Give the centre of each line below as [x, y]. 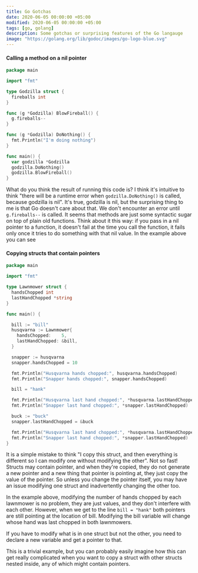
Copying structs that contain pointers [53, 253]
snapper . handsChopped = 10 [44, 363]
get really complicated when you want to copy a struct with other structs [94, 558]
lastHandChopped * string [42, 298]
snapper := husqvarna [38, 357]
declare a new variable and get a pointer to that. [64, 540]
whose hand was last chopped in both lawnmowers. [69, 522]
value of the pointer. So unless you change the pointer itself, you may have [97, 480]
